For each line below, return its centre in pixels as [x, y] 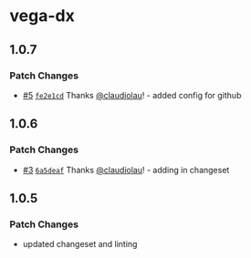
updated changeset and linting [80, 244]
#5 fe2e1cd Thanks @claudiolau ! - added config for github [132, 95]
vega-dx [42, 16]
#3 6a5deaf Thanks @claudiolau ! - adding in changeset [126, 170]
